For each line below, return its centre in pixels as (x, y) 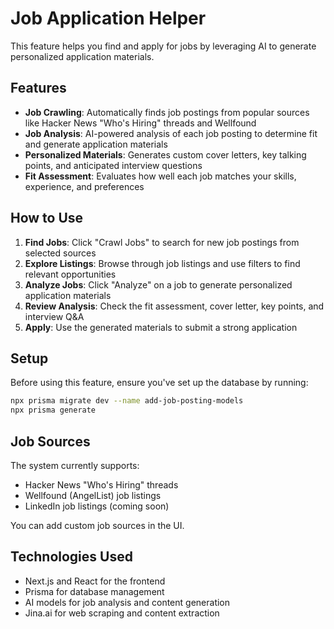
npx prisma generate (53, 410)
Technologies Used (71, 557)
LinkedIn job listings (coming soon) (97, 506)
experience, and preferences (84, 186)
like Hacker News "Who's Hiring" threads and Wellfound (140, 123)
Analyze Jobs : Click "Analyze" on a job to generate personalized (158, 284)
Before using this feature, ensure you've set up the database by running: (159, 383)
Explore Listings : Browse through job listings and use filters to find (162, 263)
